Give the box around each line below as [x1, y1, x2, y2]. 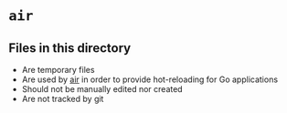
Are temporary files [21, 65, 95, 75]
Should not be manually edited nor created [21, 84, 184, 94]
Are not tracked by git [21, 94, 104, 104]
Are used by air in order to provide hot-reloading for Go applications [21, 74, 279, 85]
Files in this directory [8, 40, 132, 56]
